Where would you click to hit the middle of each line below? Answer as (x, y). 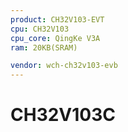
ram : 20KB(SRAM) (44, 47)
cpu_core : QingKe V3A (55, 38)
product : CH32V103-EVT (57, 19)
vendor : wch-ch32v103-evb (64, 66)
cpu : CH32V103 (40, 29)
